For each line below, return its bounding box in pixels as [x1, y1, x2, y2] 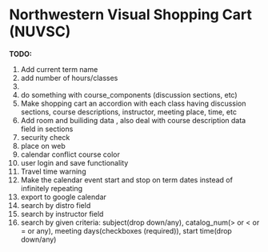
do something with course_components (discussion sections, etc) [20, 90, 238, 99]
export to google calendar [20, 192, 107, 202]
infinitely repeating [20, 183, 83, 193]
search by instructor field [20, 209, 104, 218]
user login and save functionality [20, 158, 129, 167]
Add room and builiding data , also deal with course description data [20, 115, 246, 125]
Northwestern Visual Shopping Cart [9, 6, 253, 24]
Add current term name [20, 64, 98, 74]
